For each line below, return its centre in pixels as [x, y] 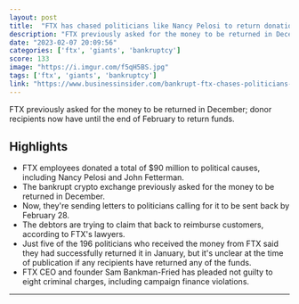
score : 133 [29, 59]
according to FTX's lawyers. [74, 234]
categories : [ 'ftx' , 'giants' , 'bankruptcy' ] [95, 51]
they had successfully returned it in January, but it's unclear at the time [153, 253]
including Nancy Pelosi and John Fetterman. [103, 177]
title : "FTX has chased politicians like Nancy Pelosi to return [135, 26]
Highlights [39, 147]
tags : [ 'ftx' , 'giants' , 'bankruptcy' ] [83, 76]
